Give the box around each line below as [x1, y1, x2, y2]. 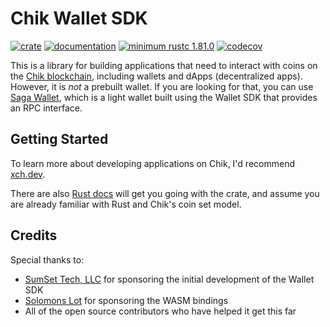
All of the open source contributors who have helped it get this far [24, 305, 297, 317]
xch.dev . [10, 168, 46, 180]
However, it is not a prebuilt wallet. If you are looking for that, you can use [10, 80, 314, 92]
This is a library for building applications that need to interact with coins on [10, 59, 318, 71]
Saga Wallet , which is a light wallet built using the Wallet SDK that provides [10, 91, 318, 103]
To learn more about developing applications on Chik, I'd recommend [10, 157, 295, 169]
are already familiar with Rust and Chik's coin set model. [10, 198, 242, 210]
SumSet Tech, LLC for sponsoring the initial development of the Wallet [24, 273, 315, 285]
